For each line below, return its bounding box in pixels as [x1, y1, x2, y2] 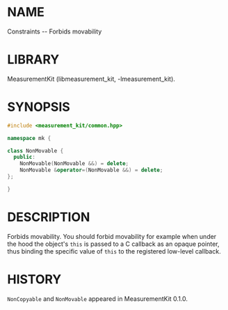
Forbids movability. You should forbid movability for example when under [7, 232, 217, 240]
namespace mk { [7, 134, 51, 141]
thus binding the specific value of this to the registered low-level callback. [7, 247, 221, 255]
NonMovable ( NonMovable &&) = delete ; [19, 160, 129, 167]
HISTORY [7, 271, 62, 287]
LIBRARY [7, 52, 60, 68]
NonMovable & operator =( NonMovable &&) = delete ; [19, 166, 163, 174]
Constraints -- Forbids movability [7, 27, 102, 36]
